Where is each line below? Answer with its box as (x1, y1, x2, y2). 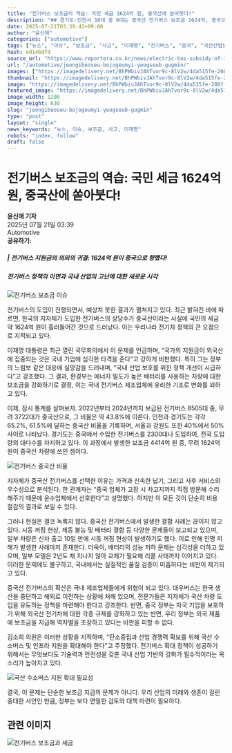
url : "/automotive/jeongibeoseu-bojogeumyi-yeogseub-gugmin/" (7, 61, 190, 68)
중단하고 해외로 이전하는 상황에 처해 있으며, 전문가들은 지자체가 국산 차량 (19, 592, 215, 601)
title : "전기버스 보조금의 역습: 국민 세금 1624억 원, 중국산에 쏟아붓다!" (7, 10, 195, 17)
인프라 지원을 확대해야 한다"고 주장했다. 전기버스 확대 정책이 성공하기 (32, 642, 218, 650)
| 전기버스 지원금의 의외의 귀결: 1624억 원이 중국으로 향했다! (7, 254, 168, 262)
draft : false (7, 139, 45, 146)
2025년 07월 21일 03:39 (7, 220, 75, 229)
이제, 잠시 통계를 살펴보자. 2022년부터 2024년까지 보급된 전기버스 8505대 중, (7, 404, 217, 412)
